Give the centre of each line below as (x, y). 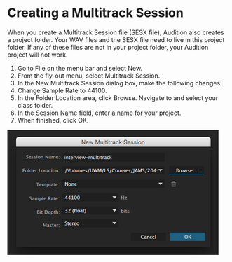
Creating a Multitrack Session (95, 13)
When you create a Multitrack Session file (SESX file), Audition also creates (116, 32)
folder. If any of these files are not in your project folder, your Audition (108, 47)
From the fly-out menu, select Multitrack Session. (89, 76)
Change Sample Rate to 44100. (62, 90)
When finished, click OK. (53, 120)
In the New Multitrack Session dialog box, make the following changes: (120, 83)
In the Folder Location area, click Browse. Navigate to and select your (118, 98)
